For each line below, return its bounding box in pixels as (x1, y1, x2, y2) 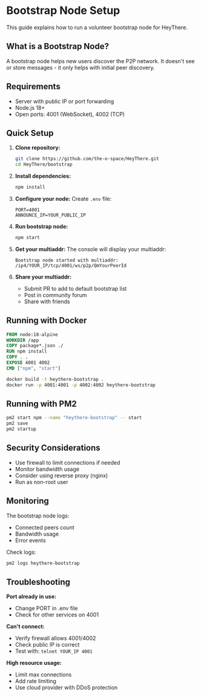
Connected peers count (15, 524, 74, 531)
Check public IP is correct (15, 641, 80, 648)
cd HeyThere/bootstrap (15, 161, 73, 167)
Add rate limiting (15, 678, 56, 685)
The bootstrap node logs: (6, 512, 70, 519)
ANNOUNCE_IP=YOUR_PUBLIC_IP (15, 212, 86, 218)
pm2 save (6, 420, 28, 426)
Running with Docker (6, 315, 87, 326)
